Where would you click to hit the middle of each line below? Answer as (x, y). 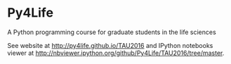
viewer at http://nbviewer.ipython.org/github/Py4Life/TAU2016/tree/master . (116, 53)
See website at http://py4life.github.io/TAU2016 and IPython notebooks (110, 45)
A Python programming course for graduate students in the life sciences (112, 32)
